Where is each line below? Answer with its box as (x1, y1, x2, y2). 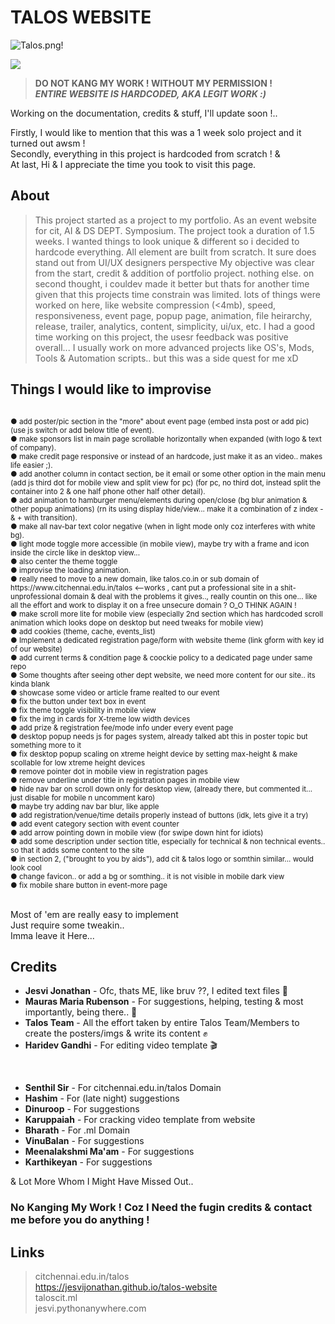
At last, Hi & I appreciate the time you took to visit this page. (10, 158, 257, 170)
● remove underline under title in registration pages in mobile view (10, 775, 240, 785)
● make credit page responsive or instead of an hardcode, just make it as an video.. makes (10, 451, 323, 461)
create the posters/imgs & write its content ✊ (24, 1027, 208, 1040)
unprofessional (10, 591, 62, 601)
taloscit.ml (34, 1292, 78, 1304)
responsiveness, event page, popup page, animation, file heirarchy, (34, 309, 313, 321)
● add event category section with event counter (10, 819, 180, 829)
